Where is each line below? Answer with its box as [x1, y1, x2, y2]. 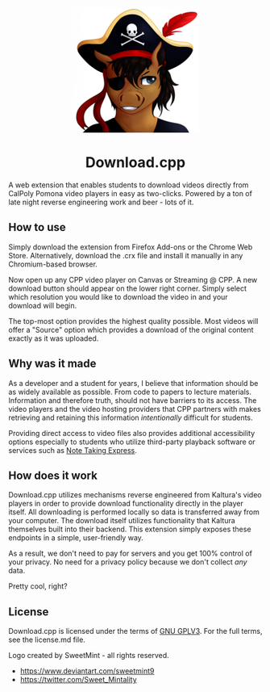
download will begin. [8, 300, 77, 310]
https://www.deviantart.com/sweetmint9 [19, 666, 155, 676]
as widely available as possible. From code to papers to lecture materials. [8, 387, 252, 396]
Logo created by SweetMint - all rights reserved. [8, 651, 169, 661]
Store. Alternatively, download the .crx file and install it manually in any [8, 250, 243, 260]
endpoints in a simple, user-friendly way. [8, 533, 143, 543]
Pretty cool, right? [8, 581, 68, 591]
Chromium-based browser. [8, 259, 98, 269]
